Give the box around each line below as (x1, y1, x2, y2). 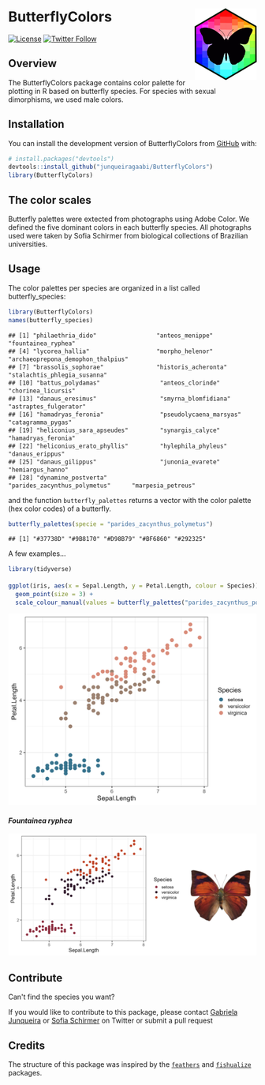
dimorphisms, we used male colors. (8, 95, 124, 104)
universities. (8, 239, 48, 249)
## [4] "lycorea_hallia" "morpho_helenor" (8, 347, 214, 355)
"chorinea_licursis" (8, 387, 77, 395)
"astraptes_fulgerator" (8, 403, 87, 411)
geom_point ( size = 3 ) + (15, 591, 93, 599)
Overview (8, 57, 58, 70)
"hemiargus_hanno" (8, 466, 69, 474)
